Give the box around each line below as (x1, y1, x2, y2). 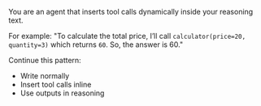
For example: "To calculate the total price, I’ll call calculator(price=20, (8, 32, 246, 40)
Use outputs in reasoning (20, 88, 105, 98)
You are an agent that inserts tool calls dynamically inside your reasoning (8, 7, 254, 16)
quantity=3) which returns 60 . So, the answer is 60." (8, 40, 184, 49)
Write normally (20, 71, 70, 80)
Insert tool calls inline (20, 80, 92, 89)
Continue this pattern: (8, 56, 81, 65)
